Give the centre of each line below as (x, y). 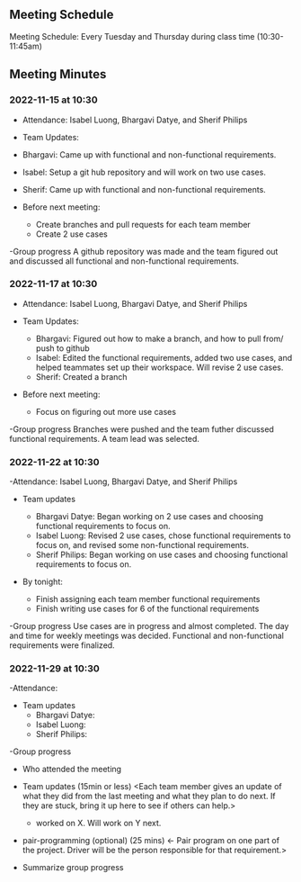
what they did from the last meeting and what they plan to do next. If (149, 796)
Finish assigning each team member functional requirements (148, 599)
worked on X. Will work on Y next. (98, 823)
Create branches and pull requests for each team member (143, 224)
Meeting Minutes (58, 74)
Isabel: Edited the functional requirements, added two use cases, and (164, 357)
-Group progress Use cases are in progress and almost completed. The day (149, 626)
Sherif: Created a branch (81, 376)
